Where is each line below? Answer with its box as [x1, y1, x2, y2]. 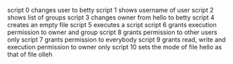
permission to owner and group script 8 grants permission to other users [7, 28, 218, 36]
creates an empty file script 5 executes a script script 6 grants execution [7, 21, 217, 29]
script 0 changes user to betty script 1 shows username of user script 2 [7, 6, 214, 14]
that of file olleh [7, 50, 53, 58]
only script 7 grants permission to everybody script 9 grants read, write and [7, 35, 226, 44]
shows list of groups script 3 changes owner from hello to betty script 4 [7, 13, 215, 22]
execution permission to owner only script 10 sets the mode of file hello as [7, 43, 222, 51]
